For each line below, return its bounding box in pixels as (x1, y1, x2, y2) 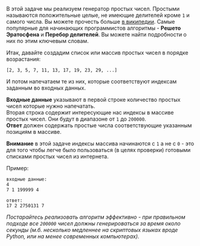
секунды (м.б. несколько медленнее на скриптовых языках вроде (6, 227, 178, 233)
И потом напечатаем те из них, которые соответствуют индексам (6, 78, 177, 85)
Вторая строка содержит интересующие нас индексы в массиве (6, 109, 174, 116)
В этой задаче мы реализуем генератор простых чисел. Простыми (6, 5, 180, 12)
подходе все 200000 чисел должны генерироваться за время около (6, 220, 181, 227)
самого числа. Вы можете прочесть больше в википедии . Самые (6, 18, 175, 25)
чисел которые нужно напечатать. (6, 102, 95, 110)
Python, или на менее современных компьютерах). (6, 233, 140, 240)
